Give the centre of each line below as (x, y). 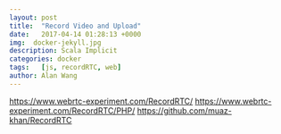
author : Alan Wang (43, 76)
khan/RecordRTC (41, 120)
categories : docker (45, 59)
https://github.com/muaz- (184, 110)
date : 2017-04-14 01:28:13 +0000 (75, 34)
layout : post (33, 17)
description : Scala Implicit (63, 51)
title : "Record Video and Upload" (75, 26)
